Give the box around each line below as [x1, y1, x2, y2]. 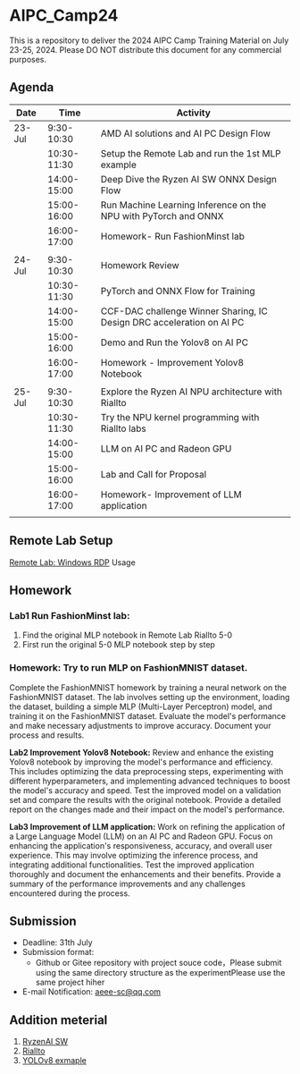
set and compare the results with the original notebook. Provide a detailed [9, 794, 281, 805]
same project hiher [35, 977, 105, 988]
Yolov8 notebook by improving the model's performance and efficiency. [9, 757, 274, 767]
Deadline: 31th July [21, 937, 93, 948]
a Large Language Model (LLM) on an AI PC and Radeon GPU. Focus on [9, 831, 274, 841]
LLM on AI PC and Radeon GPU [100, 442, 232, 454]
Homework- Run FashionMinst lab [100, 230, 246, 242]
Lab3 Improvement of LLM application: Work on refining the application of [9, 821, 286, 832]
